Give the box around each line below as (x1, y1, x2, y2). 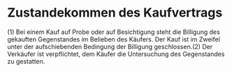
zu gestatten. (7, 57, 45, 65)
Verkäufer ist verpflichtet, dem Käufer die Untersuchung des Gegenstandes (7, 50, 225, 58)
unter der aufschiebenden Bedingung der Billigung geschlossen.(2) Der (7, 42, 213, 51)
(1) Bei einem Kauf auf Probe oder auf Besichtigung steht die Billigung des (7, 28, 220, 36)
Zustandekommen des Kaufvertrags (7, 5, 223, 21)
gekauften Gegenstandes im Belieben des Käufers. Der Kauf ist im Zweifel (7, 35, 220, 43)
